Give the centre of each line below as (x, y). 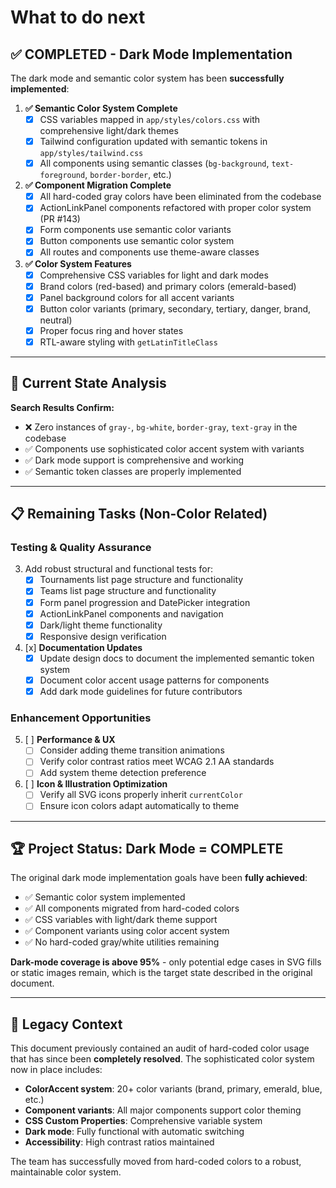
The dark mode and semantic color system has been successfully (147, 78)
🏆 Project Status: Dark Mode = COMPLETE (147, 848)
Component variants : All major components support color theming (163, 1110)
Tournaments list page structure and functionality (141, 580)
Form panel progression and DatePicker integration (145, 602)
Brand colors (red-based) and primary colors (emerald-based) (168, 286)
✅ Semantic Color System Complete (101, 108)
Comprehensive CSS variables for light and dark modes (154, 275)
